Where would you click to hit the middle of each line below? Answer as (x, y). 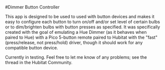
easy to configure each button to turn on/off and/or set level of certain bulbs (82, 22)
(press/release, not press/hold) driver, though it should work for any (74, 43)
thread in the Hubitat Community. (39, 62)
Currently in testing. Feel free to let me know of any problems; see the (76, 57)
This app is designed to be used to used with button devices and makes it (80, 16)
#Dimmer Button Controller (33, 7)
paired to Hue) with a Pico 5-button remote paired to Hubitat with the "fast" (81, 37)
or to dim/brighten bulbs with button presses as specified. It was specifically (82, 27)
